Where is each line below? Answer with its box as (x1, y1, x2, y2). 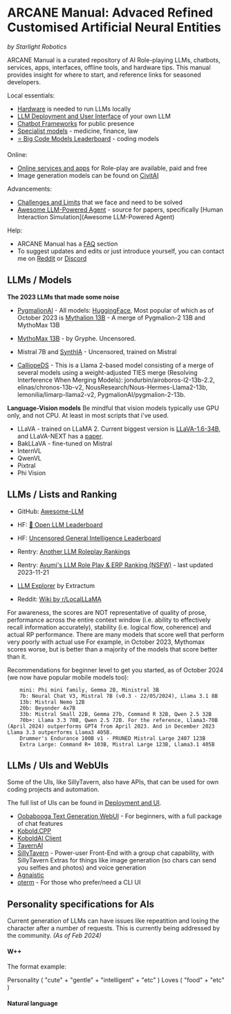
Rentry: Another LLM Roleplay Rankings (17, 547, 131, 555)
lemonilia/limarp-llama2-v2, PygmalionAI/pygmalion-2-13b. (17, 390, 185, 398)
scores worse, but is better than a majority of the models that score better (7, 645, 218, 653)
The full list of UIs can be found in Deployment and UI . (7, 799, 162, 807)
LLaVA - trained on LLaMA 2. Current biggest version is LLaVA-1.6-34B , (17, 424, 221, 433)
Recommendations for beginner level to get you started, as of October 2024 (7, 665, 223, 674)
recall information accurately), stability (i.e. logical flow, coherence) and (7, 623, 212, 631)
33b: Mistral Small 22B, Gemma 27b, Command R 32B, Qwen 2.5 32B (19, 710, 212, 717)
